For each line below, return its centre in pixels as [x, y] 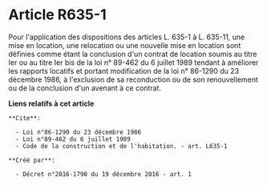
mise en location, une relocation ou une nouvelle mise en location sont [125, 45]
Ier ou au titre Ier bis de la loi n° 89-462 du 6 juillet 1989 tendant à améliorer [133, 62]
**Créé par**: [32, 160]
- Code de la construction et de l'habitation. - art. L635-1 [121, 146]
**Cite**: [25, 118]
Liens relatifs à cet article [51, 103]
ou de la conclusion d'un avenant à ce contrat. [85, 88]
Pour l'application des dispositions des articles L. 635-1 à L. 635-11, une [127, 37]
